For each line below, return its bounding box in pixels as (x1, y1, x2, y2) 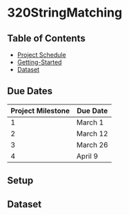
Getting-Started (17, 58, 62, 66)
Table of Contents (7, 32, 86, 44)
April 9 (76, 151, 99, 160)
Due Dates (7, 85, 53, 97)
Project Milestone (10, 106, 70, 115)
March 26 (76, 140, 108, 149)
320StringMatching (7, 5, 123, 21)
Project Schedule (17, 50, 67, 59)
